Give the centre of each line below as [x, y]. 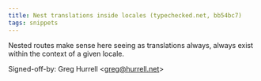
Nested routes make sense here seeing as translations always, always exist [131, 45]
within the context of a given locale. [66, 53]
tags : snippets [33, 23]
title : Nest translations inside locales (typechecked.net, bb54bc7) [125, 15]
